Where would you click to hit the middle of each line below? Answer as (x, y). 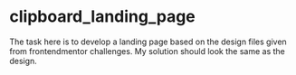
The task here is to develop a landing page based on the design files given (148, 42)
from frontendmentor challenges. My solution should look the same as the (147, 51)
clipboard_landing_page (103, 17)
